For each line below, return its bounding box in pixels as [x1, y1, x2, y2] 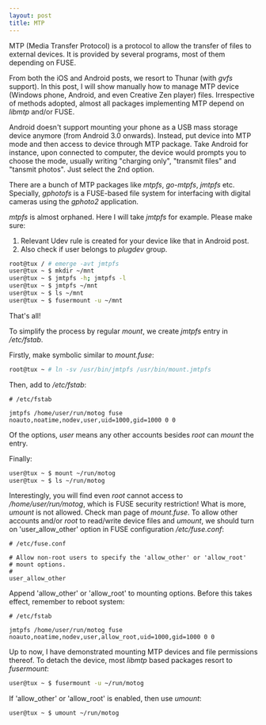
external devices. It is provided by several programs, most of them [9, 49, 226, 59]
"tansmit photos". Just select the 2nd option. [9, 164, 155, 174]
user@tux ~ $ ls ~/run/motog [9, 476, 105, 484]
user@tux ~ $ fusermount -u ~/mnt [9, 296, 123, 304]
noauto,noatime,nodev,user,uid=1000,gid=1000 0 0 [9, 416, 177, 424]
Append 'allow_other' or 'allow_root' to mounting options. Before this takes [9, 588, 253, 598]
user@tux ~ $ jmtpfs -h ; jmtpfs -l [9, 275, 127, 283]
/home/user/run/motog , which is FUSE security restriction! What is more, [9, 499, 246, 509]
